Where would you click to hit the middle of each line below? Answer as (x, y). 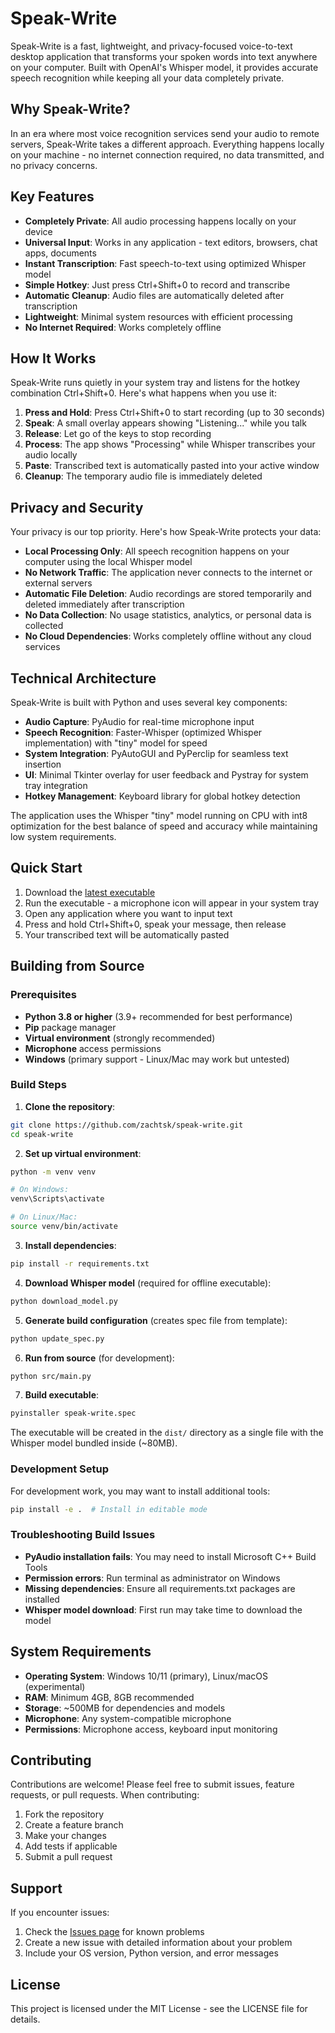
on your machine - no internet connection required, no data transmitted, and (167, 154)
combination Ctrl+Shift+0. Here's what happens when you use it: (143, 393)
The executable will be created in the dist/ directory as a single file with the (167, 1433)
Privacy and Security (77, 507)
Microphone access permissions (93, 1048)
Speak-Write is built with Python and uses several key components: (149, 702)
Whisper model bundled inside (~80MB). (94, 1443)
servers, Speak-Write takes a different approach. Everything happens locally (167, 144)
